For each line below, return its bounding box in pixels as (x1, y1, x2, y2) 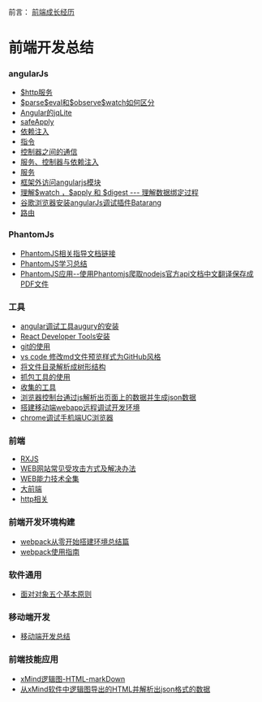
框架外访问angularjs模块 (19, 177, 101, 187)
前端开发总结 (8, 39, 95, 57)
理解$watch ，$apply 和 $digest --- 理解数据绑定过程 (19, 188, 199, 198)
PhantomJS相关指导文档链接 (19, 248, 116, 258)
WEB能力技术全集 (19, 474, 79, 484)
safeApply (19, 117, 54, 127)
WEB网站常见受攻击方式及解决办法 (19, 464, 136, 473)
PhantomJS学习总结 (19, 259, 88, 268)
